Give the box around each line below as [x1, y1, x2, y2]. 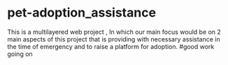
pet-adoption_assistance [7, 5, 156, 21]
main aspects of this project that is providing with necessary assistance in [7, 35, 220, 43]
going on [7, 50, 33, 58]
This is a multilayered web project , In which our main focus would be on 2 [7, 28, 222, 36]
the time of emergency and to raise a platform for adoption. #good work [7, 42, 215, 50]
